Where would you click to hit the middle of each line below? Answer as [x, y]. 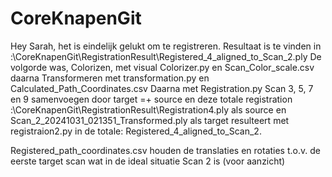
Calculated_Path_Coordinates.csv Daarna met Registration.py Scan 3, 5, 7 [162, 88]
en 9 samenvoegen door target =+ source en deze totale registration [151, 99]
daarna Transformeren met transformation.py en [110, 78]
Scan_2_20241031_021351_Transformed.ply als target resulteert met [150, 120]
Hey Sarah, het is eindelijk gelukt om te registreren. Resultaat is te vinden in [166, 46]
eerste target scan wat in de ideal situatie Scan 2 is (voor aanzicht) [148, 161]
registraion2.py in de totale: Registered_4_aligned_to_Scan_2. [136, 131]
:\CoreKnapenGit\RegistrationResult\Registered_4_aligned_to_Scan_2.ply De [166, 56]
